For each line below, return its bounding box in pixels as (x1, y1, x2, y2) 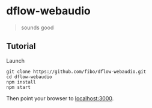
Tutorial (6, 41, 36, 51)
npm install (6, 79, 36, 85)
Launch (6, 57, 25, 64)
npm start (6, 84, 31, 90)
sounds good (20, 24, 54, 31)
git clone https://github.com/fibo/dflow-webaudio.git (6, 69, 147, 75)
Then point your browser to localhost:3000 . (6, 94, 114, 102)
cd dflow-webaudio (6, 73, 52, 80)
